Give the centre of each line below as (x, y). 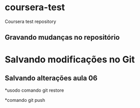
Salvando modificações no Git (70, 59)
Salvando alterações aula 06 (51, 78)
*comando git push (25, 100)
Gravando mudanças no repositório (62, 37)
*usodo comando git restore (34, 90)
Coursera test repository (31, 21)
